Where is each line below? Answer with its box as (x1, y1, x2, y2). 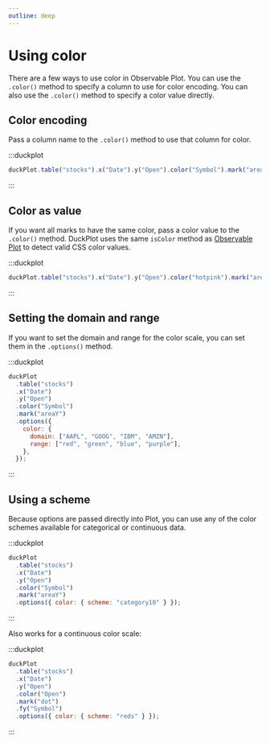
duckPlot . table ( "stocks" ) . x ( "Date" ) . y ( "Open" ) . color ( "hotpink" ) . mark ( (8, 274, 250, 282)
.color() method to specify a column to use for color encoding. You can (8, 81, 248, 91)
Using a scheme (8, 493, 91, 506)
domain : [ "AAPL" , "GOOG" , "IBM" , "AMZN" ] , (29, 432, 174, 440)
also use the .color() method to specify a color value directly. (8, 90, 215, 100)
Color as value (8, 204, 82, 217)
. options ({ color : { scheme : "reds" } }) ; (15, 712, 160, 720)
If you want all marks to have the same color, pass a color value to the (8, 225, 239, 235)
